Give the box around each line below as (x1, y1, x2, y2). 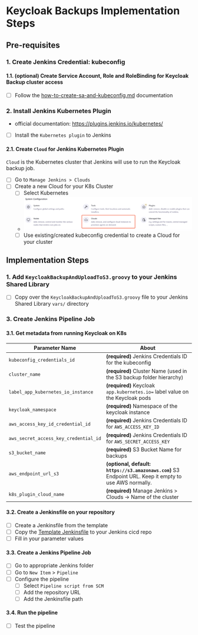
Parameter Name (34, 345, 77, 352)
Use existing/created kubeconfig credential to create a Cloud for (23, 231, 180, 239)
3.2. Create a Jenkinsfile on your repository (6, 508, 115, 516)
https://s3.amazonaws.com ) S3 (105, 467, 180, 474)
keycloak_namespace (8, 406, 57, 413)
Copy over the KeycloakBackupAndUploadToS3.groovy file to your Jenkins (14, 293, 189, 301)
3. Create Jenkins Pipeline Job (6, 315, 95, 323)
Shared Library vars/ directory (14, 300, 90, 307)
